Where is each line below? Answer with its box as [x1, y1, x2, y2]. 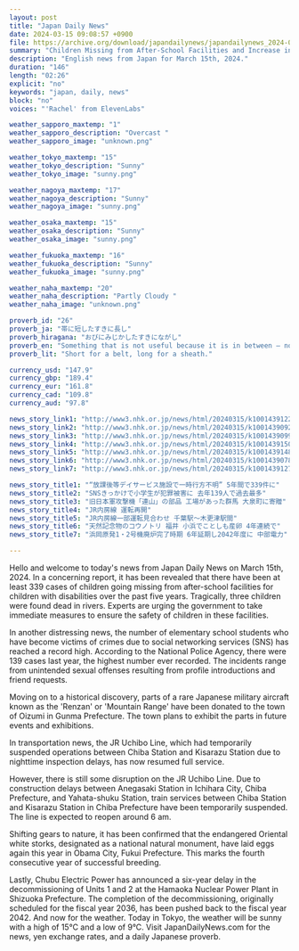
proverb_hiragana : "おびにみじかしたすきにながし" [9, 332, 182, 341]
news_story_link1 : [9, 414, 77, 423]
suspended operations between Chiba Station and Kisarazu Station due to [9, 747, 281, 758]
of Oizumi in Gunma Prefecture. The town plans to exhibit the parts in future [9, 710, 287, 721]
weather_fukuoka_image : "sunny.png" [9, 267, 145, 276]
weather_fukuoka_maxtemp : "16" [9, 250, 125, 259]
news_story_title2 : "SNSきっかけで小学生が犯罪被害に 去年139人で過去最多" [9, 488, 267, 497]
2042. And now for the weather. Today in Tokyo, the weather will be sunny [9, 913, 282, 922]
